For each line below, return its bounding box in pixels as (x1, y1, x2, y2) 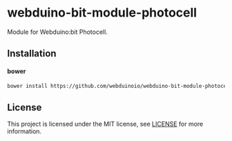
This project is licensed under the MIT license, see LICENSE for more (7, 120, 204, 129)
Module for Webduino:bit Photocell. (7, 28, 108, 36)
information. (7, 127, 42, 135)
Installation (7, 48, 57, 59)
